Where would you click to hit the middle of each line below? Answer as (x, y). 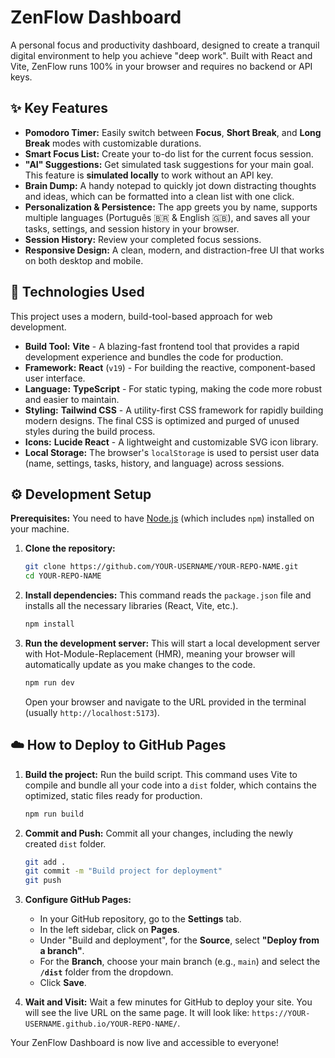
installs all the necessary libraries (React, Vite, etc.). (131, 606)
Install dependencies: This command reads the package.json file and (168, 595)
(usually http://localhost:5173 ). (92, 712)
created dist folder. (65, 843)
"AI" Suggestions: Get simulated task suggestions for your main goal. (169, 164)
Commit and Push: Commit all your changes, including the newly (159, 833)
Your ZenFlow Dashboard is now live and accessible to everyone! (145, 1043)
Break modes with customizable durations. (113, 143)
